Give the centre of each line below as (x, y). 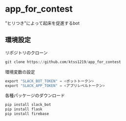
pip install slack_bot (28, 105)
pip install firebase (27, 114)
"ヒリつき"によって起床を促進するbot (42, 23)
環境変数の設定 (20, 72)
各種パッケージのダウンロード (35, 96)
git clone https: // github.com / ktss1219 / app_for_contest (63, 62)
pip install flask (24, 109)
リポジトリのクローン (26, 53)
